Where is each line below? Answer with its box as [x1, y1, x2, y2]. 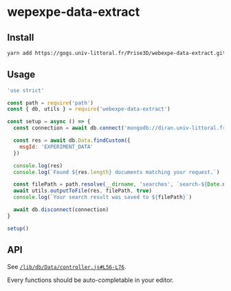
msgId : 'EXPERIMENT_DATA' [19, 143, 94, 150]
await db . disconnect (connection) [13, 206, 109, 213]
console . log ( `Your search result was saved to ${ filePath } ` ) [13, 194, 192, 201]
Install [7, 32, 34, 43]
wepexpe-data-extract [7, 4, 140, 20]
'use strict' [7, 87, 45, 94]
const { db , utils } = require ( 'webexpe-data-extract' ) [7, 106, 170, 113]
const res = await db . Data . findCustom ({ [13, 137, 131, 144]
